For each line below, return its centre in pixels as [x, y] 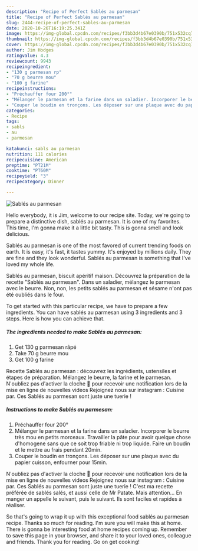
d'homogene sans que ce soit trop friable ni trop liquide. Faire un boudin [102, 443]
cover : [14, 45]
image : [14, 34]
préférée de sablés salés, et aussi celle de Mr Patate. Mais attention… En [94, 492]
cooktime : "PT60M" [29, 171]
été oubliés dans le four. [35, 294]
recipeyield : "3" [27, 176]
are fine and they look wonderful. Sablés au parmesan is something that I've [99, 258]
